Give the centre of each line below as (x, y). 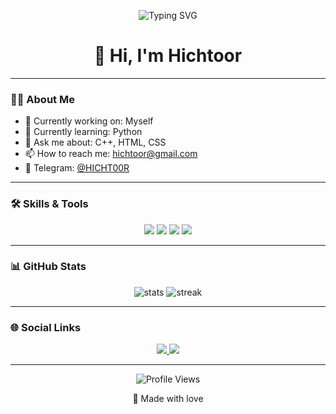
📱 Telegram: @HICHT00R (77, 168)
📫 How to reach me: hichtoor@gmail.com (111, 154)
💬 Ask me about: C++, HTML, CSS (95, 142)
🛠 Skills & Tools (49, 204)
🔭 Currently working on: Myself (89, 121)
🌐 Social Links (46, 327)
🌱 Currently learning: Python (83, 132)
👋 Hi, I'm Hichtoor (168, 56)
